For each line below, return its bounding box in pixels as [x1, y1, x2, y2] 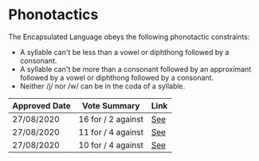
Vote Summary [82, 100, 140, 111]
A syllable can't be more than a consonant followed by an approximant [19, 64, 252, 73]
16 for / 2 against [78, 113, 143, 124]
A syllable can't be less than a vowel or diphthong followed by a [19, 47, 230, 57]
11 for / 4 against [78, 126, 143, 137]
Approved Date [12, 100, 72, 111]
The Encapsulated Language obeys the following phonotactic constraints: [8, 32, 250, 41]
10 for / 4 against [78, 139, 143, 151]
